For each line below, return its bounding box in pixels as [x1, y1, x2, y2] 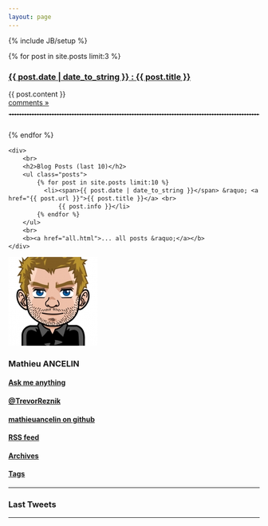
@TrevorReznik [8, 396, 61, 406]
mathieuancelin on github [8, 414, 96, 424]
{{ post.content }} [8, 89, 66, 99]
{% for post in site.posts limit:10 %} [37, 178, 170, 187]
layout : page [8, 13, 52, 21]
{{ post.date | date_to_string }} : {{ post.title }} [8, 71, 191, 82]
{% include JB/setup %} [8, 36, 88, 45]
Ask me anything [8, 378, 66, 387]
